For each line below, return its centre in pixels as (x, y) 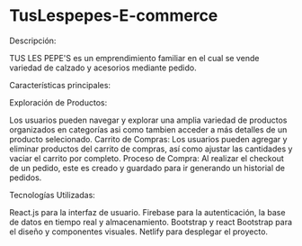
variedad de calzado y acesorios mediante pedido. (103, 68)
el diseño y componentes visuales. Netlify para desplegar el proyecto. (138, 232)
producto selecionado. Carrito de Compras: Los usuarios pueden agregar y (148, 139)
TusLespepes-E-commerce (114, 16)
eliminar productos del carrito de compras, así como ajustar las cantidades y (151, 149)
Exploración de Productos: (58, 102)
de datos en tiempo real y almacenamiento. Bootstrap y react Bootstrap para (151, 222)
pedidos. (26, 178)
